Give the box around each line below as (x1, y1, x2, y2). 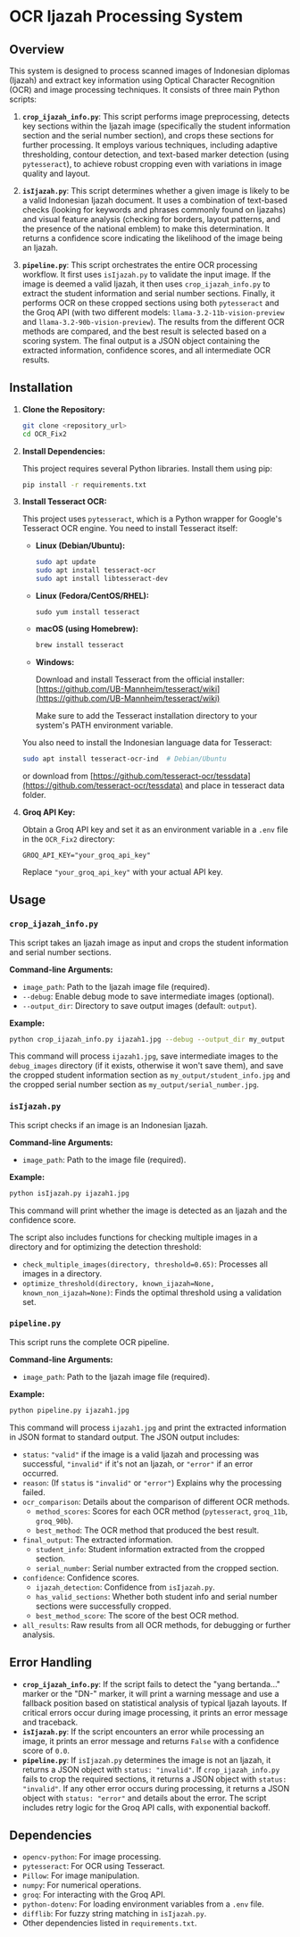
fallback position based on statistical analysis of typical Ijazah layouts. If (21, 1698, 287, 1708)
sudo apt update (35, 558, 96, 567)
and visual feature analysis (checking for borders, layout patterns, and (21, 214, 281, 224)
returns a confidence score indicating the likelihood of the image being (21, 233, 283, 243)
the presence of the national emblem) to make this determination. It (21, 223, 271, 234)
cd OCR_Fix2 (21, 429, 67, 438)
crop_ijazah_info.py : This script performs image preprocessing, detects (21, 112, 290, 121)
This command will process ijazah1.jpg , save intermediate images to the (9, 1051, 279, 1061)
